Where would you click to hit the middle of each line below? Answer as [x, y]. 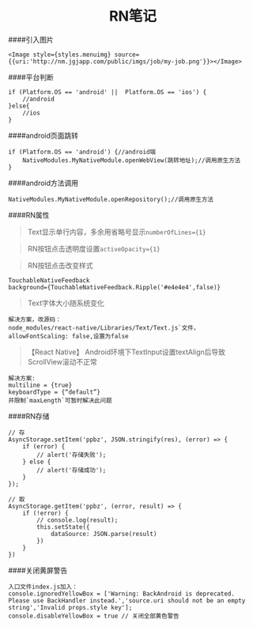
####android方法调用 [43, 183]
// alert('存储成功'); [72, 470]
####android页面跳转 [43, 135]
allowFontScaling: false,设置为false [68, 336]
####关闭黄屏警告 [38, 570]
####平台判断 [31, 77]
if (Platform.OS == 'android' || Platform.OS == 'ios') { [108, 92]
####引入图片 [31, 40]
